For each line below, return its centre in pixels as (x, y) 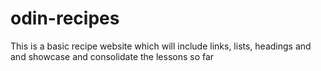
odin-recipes (65, 18)
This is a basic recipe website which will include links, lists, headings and (161, 46)
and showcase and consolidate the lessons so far (112, 56)
